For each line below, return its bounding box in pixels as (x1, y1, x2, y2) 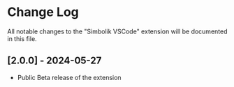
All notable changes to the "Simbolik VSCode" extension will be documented (7, 27, 228, 35)
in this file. (7, 34, 37, 42)
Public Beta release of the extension (17, 73, 122, 81)
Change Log (7, 4, 79, 20)
